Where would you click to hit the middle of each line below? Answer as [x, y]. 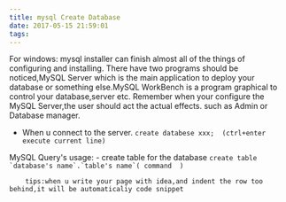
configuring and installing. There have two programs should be [124, 68]
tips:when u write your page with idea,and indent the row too [144, 182]
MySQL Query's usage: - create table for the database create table [133, 158]
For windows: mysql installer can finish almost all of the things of [127, 59]
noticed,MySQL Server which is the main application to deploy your [132, 78]
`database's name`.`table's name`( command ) [97, 166]
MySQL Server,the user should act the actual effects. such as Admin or [139, 106]
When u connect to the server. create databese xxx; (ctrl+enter [144, 133]
